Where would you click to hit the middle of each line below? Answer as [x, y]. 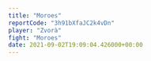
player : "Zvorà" [35, 30]
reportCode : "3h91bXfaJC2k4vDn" [61, 23]
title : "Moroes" [35, 15]
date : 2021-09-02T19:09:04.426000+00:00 [76, 45]
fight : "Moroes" [35, 38]
